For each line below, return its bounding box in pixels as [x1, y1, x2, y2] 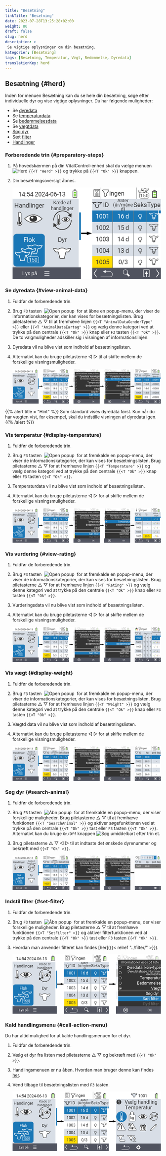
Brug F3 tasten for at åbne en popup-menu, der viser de [12, 308, 160, 314]
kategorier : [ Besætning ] [5, 50, 56, 55]
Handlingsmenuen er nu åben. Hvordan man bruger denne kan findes [12, 1067, 154, 1073]
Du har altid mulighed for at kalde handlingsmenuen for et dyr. [5, 1033, 132, 1039]
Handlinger [12, 139, 35, 145]
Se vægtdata [12, 123, 39, 129]
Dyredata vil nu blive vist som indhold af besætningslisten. [12, 344, 131, 350]
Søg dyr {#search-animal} [5, 788, 70, 795]
